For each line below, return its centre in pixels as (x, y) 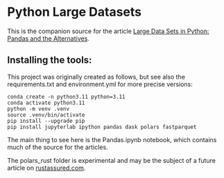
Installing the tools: (50, 60)
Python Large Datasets (75, 12)
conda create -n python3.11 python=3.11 (67, 97)
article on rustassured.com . (46, 168)
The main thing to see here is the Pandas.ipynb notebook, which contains (112, 139)
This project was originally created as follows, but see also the (96, 77)
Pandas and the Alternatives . (49, 38)
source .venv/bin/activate (46, 115)
